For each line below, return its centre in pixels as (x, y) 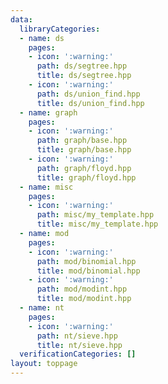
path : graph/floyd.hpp (84, 168)
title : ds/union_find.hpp (90, 103)
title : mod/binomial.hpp (88, 271)
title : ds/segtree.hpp (84, 76)
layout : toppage (44, 364)
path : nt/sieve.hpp (77, 336)
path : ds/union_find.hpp (88, 94)
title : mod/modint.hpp (84, 299)
